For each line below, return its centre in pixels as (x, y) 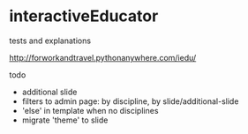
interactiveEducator (84, 16)
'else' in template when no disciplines (90, 110)
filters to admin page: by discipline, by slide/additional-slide (130, 101)
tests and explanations (50, 41)
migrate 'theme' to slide (65, 120)
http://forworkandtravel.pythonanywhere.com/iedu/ (103, 57)
